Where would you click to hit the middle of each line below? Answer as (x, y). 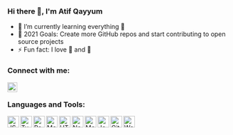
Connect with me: (39, 71)
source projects (40, 42)
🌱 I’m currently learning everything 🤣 (71, 27)
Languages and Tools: (46, 104)
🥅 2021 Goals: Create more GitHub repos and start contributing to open (121, 34)
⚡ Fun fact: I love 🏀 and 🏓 (54, 49)
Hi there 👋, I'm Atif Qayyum (55, 11)
